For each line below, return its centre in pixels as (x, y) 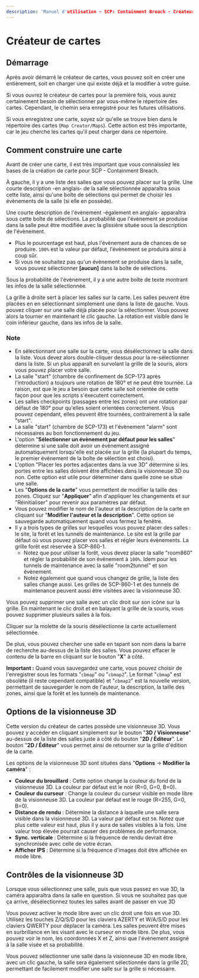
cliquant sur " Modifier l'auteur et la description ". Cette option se (94, 515)
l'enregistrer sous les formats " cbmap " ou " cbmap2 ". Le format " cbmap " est (94, 674)
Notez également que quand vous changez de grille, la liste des (101, 578)
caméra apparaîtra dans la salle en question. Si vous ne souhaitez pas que (97, 896)
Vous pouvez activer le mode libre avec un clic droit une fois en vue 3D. (94, 913)
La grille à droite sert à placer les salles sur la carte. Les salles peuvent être (98, 298)
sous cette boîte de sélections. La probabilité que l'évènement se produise (97, 219)
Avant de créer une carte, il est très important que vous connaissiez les (93, 164)
